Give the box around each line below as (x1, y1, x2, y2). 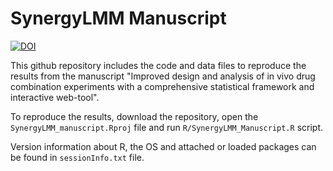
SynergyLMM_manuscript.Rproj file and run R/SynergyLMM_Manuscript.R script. (10, 121, 323, 133)
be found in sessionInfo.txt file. (10, 151, 145, 163)
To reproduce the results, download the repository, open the (10, 110, 259, 122)
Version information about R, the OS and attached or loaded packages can (10, 140, 317, 152)
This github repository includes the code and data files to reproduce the (10, 59, 307, 71)
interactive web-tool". (10, 91, 100, 103)
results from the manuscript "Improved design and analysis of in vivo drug (10, 70, 316, 82)
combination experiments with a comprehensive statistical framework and (10, 80, 315, 92)
